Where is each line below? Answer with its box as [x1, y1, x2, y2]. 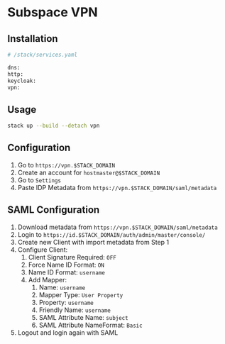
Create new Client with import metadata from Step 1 [17, 238, 169, 246]
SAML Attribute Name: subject [38, 313, 129, 321]
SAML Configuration [7, 204, 100, 216]
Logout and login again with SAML [17, 328, 119, 337]
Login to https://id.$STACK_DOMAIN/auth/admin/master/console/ [17, 230, 206, 238]
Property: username [38, 298, 94, 306]
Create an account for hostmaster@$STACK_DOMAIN [17, 168, 160, 177]
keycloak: [7, 77, 37, 84]
